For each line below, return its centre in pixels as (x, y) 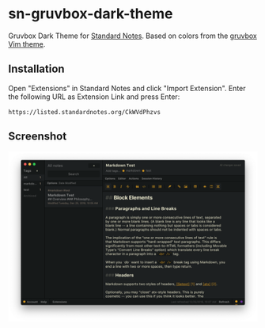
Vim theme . (27, 44)
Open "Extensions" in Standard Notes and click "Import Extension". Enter (127, 88)
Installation (36, 69)
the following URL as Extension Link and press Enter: (94, 97)
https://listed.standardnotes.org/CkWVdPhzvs (84, 112)
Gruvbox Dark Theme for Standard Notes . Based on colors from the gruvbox (132, 36)
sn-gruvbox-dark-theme (91, 14)
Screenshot (38, 137)
